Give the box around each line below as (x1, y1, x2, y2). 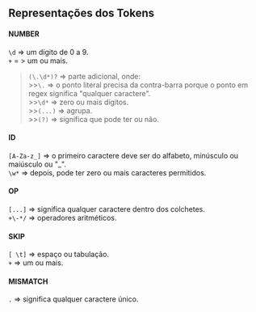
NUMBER (8, 28, 40, 39)
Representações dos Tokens (8, 6, 155, 20)
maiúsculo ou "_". (8, 159, 67, 169)
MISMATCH (8, 276, 48, 286)
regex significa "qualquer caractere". (27, 88, 151, 98)
